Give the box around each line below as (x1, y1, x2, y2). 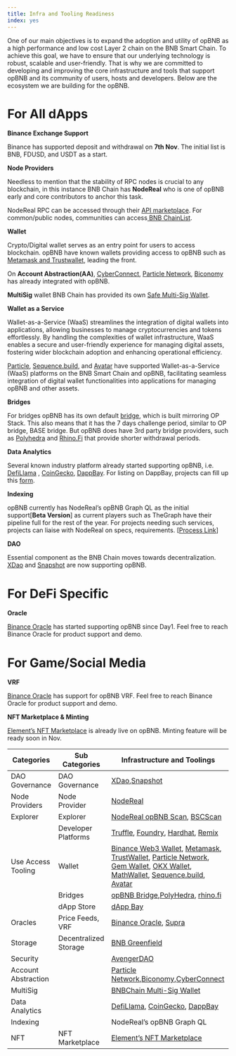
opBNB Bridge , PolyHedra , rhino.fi (111, 890, 222, 900)
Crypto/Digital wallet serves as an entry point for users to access (7, 241, 195, 250)
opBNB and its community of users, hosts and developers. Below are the (7, 73, 218, 82)
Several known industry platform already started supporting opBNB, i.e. (7, 461, 214, 469)
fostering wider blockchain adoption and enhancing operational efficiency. (7, 348, 223, 357)
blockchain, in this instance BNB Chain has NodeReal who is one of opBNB (7, 185, 225, 194)
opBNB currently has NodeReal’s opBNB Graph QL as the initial (7, 503, 190, 512)
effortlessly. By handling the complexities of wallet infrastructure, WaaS (7, 333, 214, 342)
